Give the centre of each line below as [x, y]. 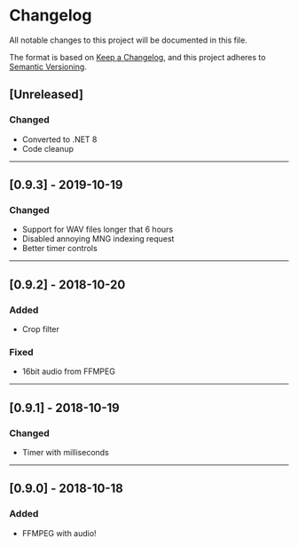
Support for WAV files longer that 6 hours [98, 229]
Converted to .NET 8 [59, 139]
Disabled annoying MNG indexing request [98, 239]
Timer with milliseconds [65, 452]
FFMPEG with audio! [59, 533]
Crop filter [41, 329]
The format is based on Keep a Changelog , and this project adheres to [137, 57]
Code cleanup [47, 148]
